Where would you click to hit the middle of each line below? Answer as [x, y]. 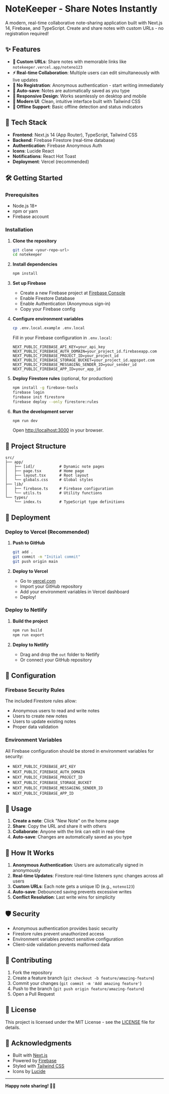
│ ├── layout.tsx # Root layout [47, 476]
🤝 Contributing [29, 960]
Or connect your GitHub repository [56, 660]
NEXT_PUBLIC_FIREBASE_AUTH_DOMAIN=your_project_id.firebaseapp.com [84, 351]
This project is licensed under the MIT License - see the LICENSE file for [80, 1022]
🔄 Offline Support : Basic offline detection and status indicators [78, 107]
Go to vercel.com [38, 581]
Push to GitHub [29, 543]
